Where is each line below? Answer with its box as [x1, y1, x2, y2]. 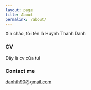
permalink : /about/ [5, 17, 47, 22]
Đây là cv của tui [5, 55, 40, 61]
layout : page [5, 7, 33, 13]
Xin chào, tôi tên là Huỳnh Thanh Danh [5, 31, 86, 37]
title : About [5, 12, 33, 17]
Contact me [5, 67, 35, 74]
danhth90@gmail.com [5, 79, 52, 85]
